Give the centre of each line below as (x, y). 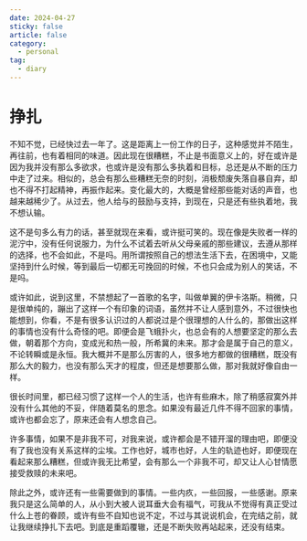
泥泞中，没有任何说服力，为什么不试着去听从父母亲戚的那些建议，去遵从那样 (153, 243)
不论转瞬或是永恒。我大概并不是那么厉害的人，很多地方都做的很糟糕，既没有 (153, 354)
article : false (38, 35)
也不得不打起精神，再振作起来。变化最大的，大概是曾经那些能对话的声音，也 (153, 189)
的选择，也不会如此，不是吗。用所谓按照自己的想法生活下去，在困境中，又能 (153, 255)
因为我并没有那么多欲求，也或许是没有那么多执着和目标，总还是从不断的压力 (153, 166)
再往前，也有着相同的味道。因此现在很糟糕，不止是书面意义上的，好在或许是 (153, 155)
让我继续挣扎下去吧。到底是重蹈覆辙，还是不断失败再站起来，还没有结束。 (149, 526)
